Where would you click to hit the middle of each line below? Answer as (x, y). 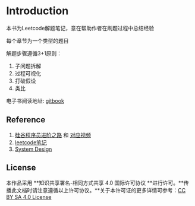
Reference (26, 120)
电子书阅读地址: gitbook (35, 101)
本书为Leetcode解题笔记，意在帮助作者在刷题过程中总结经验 (80, 28)
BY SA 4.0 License (29, 197)
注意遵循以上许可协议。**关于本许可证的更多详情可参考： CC (111, 190)
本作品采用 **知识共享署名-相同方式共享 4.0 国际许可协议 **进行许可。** (95, 183)
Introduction (37, 11)
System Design (33, 149)
